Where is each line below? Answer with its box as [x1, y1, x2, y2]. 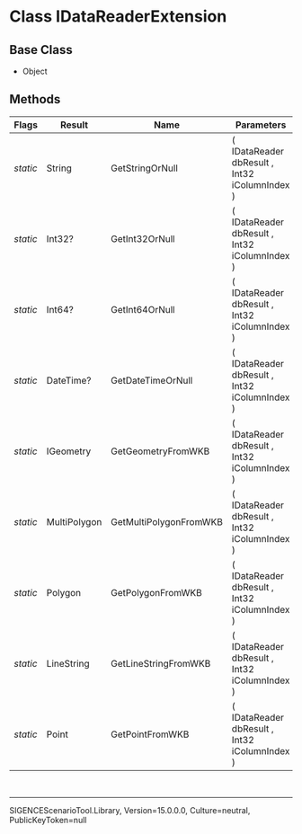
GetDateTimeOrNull [111, 374, 193, 386]
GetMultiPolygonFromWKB [111, 515, 223, 528]
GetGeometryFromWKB [111, 445, 210, 457]
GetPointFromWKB [111, 728, 190, 741]
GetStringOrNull [111, 162, 178, 174]
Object [22, 66, 48, 76]
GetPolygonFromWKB [111, 586, 202, 599]
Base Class [9, 42, 74, 58]
